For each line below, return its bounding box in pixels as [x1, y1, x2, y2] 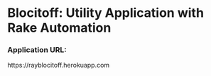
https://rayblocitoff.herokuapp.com [7, 61, 110, 70]
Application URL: [7, 45, 67, 55]
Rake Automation [7, 20, 112, 36]
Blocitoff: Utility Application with [7, 5, 205, 21]
